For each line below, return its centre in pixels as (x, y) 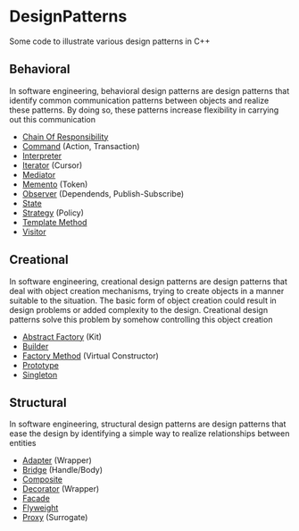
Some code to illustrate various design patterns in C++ (110, 41)
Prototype (41, 365)
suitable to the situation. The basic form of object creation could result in (143, 300)
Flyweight (40, 508)
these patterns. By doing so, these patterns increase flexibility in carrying (144, 110)
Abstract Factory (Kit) (62, 336)
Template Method (54, 222)
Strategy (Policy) (53, 213)
